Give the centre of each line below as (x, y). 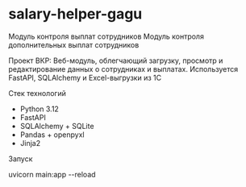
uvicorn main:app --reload (52, 174)
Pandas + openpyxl (52, 135)
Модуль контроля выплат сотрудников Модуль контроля (106, 36)
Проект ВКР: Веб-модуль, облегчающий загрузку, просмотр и (116, 60)
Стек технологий (37, 93)
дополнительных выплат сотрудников (74, 44)
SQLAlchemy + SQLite (57, 126)
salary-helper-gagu (75, 14)
